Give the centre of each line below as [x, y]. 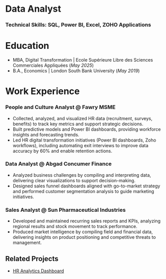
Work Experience [43, 91]
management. [27, 243]
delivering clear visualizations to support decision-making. [74, 180]
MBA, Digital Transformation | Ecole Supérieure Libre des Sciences [83, 60]
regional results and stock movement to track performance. [75, 227]
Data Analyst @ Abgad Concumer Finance [59, 164]
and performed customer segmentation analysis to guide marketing [83, 191]
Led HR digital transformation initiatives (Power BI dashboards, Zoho [84, 140]
